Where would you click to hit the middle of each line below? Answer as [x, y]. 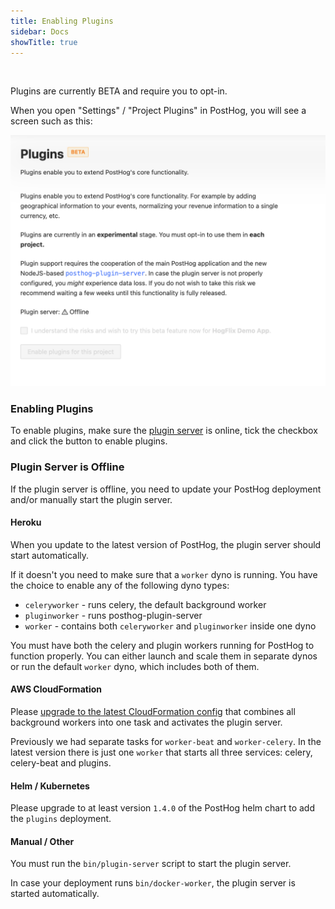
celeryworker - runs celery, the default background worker [145, 604]
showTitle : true [44, 42]
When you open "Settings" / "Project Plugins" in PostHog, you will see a [158, 111]
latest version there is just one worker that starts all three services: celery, [161, 752]
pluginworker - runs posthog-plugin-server [113, 615]
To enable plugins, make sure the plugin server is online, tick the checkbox [164, 431]
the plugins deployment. [61, 819]
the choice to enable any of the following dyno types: [120, 585]
